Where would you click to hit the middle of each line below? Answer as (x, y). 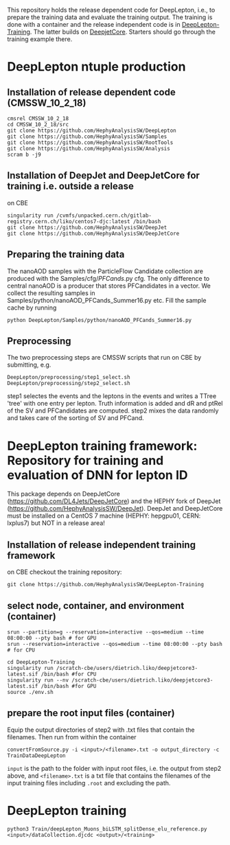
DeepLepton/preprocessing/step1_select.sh (69, 378)
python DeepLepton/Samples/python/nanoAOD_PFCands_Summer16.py (100, 320)
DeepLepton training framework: (102, 446)
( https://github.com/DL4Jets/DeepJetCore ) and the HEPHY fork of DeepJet (114, 501)
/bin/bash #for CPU (69, 674)
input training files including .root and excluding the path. (89, 783)
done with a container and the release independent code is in (94, 24)
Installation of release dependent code (92, 92)
